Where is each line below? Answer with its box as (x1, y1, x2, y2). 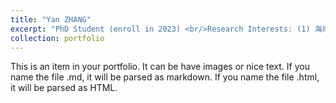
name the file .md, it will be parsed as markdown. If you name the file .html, (10, 71, 320, 83)
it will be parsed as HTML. (10, 82, 118, 94)
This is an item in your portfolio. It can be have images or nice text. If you (10, 61, 310, 73)
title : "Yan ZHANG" (10, 14, 92, 25)
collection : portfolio (10, 33, 105, 43)
